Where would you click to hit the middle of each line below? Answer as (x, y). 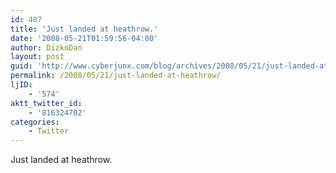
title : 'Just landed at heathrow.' (84, 29)
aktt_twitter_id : (46, 103)
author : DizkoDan (46, 47)
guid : (21, 66)
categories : (35, 122)
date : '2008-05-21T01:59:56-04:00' (84, 38)
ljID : (21, 85)
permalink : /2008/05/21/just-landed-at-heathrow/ (116, 76)
